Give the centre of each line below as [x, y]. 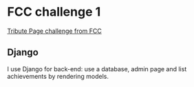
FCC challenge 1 [54, 12]
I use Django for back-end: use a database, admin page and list [97, 69]
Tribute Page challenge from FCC [54, 31]
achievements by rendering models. [58, 76]
